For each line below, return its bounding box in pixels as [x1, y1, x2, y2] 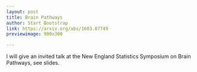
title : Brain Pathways [6, 14, 63, 20]
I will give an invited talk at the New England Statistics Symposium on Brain [6, 53, 191, 60]
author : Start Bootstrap [6, 20, 68, 26]
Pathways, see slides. [6, 59, 60, 67]
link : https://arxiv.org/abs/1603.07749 [6, 25, 109, 32]
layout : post [6, 8, 39, 15]
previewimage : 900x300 [6, 31, 63, 37]
